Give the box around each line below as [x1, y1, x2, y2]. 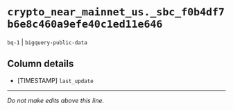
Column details [7, 58, 74, 70]
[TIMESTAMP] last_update [17, 76, 94, 84]
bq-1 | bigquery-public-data [7, 37, 88, 46]
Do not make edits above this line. [7, 96, 105, 104]
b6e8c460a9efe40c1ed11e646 [7, 18, 163, 31]
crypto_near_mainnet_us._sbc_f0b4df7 [7, 6, 225, 19]
